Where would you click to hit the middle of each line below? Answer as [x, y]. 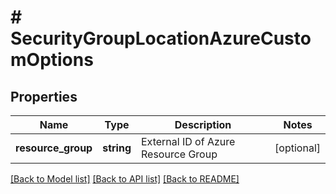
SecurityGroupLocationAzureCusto [161, 38]
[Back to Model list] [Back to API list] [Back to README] [125, 179]
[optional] [297, 148]
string [117, 148]
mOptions [52, 60]
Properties [44, 96]
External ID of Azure [188, 141]
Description [203, 124]
